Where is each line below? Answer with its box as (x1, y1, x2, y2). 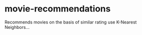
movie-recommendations (4, 3, 111, 14)
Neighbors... (4, 24, 30, 30)
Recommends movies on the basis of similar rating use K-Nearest (4, 19, 137, 25)
